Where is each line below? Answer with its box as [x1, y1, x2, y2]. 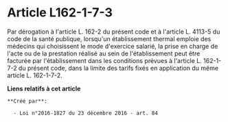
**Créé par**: [7, 97, 48, 104]
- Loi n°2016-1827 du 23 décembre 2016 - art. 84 [13, 110, 158, 117]
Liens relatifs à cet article [7, 84, 81, 93]
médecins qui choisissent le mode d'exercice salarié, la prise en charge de [7, 42, 218, 50]
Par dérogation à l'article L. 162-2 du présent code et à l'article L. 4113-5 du [7, 27, 220, 36]
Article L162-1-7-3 [7, 5, 113, 21]
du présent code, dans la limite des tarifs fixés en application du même [18, 64, 218, 72]
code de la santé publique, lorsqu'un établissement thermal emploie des [7, 34, 212, 42]
